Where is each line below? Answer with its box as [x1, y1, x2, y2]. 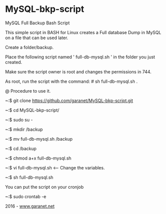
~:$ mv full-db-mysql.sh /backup [5, 136, 73, 142]
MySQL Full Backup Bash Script [5, 20, 70, 26]
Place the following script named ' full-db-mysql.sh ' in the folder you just [5, 53, 155, 60]
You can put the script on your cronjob [5, 184, 84, 190]
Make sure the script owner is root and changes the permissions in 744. [5, 68, 152, 75]
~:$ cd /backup [5, 145, 37, 152]
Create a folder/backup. [5, 44, 54, 50]
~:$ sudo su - [5, 116, 33, 122]
